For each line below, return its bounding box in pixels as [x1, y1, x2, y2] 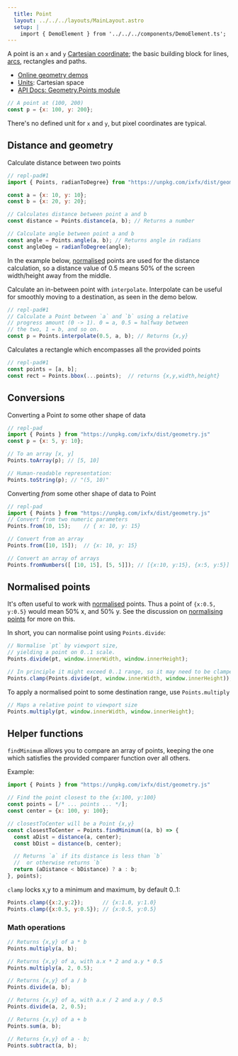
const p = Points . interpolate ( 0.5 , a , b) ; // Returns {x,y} [7, 332, 189, 340]
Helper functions [7, 727, 84, 739]
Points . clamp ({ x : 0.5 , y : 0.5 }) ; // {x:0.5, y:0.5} [7, 905, 157, 913]
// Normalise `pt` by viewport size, [7, 642, 119, 649]
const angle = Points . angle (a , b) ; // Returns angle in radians [7, 237, 201, 244]
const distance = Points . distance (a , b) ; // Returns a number [7, 218, 195, 225]
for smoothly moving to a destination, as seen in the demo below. [7, 292, 198, 301]
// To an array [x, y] [7, 451, 74, 458]
